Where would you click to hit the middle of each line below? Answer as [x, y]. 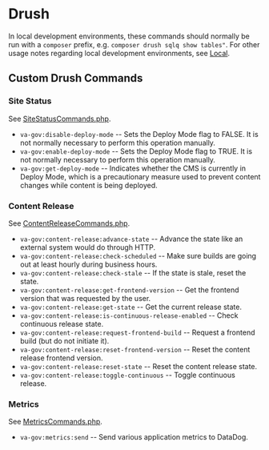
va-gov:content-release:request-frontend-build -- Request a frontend [137, 332]
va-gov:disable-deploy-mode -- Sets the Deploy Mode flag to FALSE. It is [139, 134]
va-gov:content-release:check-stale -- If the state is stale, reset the [133, 272]
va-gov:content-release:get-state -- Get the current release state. [131, 307]
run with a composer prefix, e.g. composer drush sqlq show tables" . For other [134, 44]
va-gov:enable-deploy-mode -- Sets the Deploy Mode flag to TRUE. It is [136, 151]
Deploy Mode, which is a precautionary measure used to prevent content [140, 176]
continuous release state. [62, 323]
